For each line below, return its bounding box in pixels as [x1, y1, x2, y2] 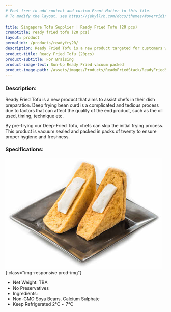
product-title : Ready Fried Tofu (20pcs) [5, 51, 95, 56]
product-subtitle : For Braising [5, 57, 74, 62]
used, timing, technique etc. [5, 113, 64, 119]
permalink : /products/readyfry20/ [5, 41, 79, 46]
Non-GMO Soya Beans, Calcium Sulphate [12, 296, 100, 302]
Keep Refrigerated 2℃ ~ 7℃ [12, 301, 74, 307]
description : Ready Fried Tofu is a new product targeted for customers [5, 46, 163, 51]
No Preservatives [12, 284, 49, 291]
